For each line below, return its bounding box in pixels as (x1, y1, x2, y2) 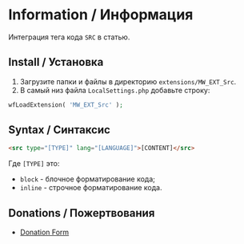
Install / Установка (8, 55, 104, 69)
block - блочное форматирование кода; (19, 174, 156, 184)
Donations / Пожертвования (8, 206, 155, 220)
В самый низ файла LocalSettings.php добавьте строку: (19, 85, 210, 95)
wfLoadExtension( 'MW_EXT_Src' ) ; (8, 100, 124, 109)
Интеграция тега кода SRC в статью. (8, 32, 130, 42)
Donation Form (19, 227, 70, 238)
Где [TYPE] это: (8, 159, 60, 169)
